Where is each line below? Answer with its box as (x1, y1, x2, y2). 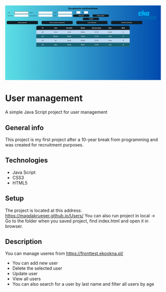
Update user (12, 271, 38, 277)
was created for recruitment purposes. (5, 142, 84, 147)
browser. (5, 223, 23, 229)
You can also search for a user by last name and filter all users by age (12, 281, 155, 287)
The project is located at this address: (5, 207, 83, 213)
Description (5, 237, 42, 245)
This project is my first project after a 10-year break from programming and (5, 137, 158, 143)
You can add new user (12, 260, 58, 266)
